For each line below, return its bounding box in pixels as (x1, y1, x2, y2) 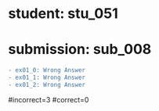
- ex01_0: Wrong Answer (8, 66, 86, 74)
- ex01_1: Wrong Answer (8, 73, 86, 81)
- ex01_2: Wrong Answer (8, 81, 86, 88)
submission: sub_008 (8, 41, 152, 59)
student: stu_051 (8, 5, 119, 23)
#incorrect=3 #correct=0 (8, 95, 89, 104)
